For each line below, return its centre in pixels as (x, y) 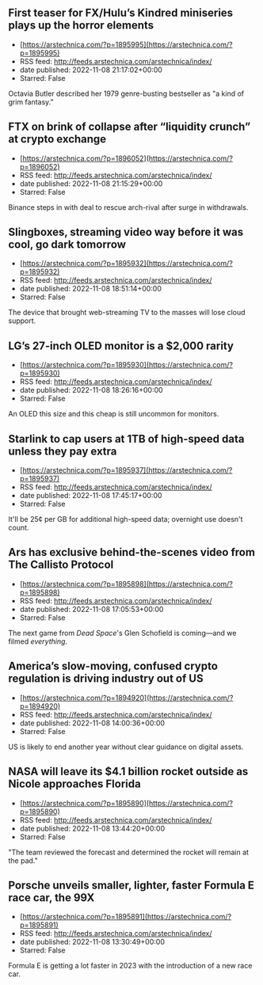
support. (22, 321)
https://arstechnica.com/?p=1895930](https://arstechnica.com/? (128, 365)
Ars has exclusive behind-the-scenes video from (132, 552)
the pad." (23, 860)
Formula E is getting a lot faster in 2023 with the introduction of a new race (130, 966)
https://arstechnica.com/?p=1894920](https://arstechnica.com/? (128, 698)
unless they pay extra (63, 451)
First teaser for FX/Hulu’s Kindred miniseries (121, 13)
